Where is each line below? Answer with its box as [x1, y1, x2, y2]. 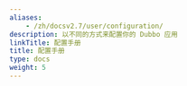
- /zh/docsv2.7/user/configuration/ [25, 21, 164, 30]
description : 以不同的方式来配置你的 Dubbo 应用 [9, 30, 178, 39]
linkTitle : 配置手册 [9, 38, 81, 47]
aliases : [9, 13, 42, 22]
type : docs [9, 55, 51, 64]
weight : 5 [9, 64, 47, 73]
